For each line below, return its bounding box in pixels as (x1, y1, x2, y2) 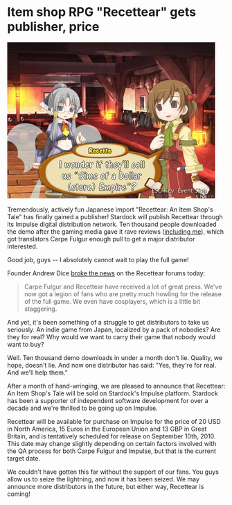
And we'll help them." (7, 368, 68, 377)
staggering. (24, 305, 57, 313)
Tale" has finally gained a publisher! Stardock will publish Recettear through (7, 212, 223, 221)
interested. (7, 242, 38, 250)
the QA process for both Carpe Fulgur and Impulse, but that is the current (7, 447, 217, 455)
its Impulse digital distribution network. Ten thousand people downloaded (7, 220, 217, 228)
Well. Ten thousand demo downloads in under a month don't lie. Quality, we (7, 353, 223, 361)
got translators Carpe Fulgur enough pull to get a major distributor (7, 234, 195, 243)
